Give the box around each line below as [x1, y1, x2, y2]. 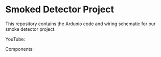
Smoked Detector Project [5, 4, 114, 15]
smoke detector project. [5, 26, 56, 32]
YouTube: [5, 36, 26, 42]
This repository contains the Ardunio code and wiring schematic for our [5, 21, 156, 27]
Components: [5, 46, 34, 52]
